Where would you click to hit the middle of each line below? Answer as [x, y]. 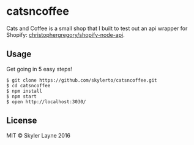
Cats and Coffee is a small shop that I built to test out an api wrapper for [97, 28]
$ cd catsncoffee [28, 85]
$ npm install [24, 91]
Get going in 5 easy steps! [39, 69]
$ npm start [21, 96]
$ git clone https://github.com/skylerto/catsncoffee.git [82, 80]
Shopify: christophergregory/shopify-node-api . [66, 34]
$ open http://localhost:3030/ [46, 102]
